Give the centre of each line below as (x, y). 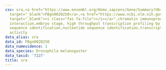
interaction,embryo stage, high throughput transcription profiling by (85, 23)
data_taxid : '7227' (25, 55)
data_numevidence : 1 (26, 46)
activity (19, 33)
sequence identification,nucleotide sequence (57, 28)
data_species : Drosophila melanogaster (46, 51)
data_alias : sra (22, 37)
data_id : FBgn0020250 (27, 42)
